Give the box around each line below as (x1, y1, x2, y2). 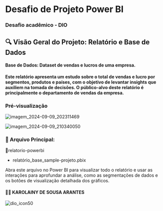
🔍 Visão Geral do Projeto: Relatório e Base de (5, 38, 150, 46)
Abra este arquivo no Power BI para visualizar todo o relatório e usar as (5, 167, 153, 173)
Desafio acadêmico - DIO (5, 22, 68, 29)
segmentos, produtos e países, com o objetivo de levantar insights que (5, 79, 156, 85)
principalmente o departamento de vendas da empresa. (5, 90, 124, 96)
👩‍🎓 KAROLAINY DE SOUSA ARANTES (5, 189, 85, 195)
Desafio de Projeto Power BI (5, 4, 124, 15)
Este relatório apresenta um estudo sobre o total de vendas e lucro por (5, 74, 155, 80)
